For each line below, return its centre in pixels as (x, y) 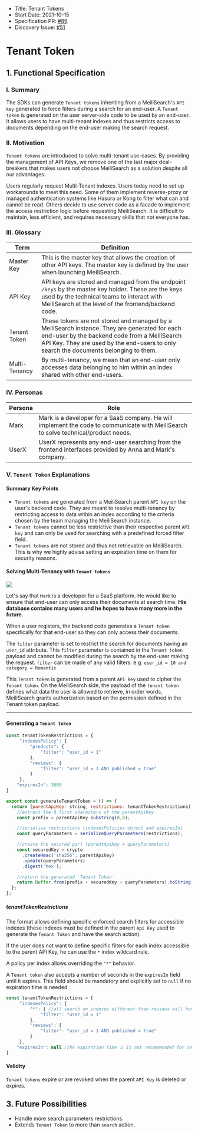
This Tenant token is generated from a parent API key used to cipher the (94, 679)
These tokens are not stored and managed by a (106, 321)
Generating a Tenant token (39, 723)
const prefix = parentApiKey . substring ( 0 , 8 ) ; (74, 817)
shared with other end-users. (82, 375)
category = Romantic (32, 668)
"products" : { (47, 747)
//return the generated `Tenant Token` (66, 877)
